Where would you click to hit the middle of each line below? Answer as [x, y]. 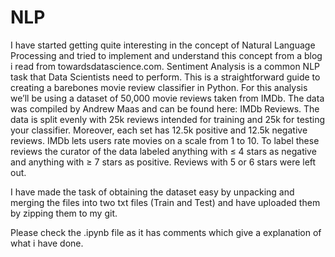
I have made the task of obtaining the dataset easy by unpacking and [152, 192]
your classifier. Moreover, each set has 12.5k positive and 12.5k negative [159, 130]
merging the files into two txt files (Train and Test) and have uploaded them [165, 202]
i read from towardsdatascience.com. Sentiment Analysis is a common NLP [165, 66]
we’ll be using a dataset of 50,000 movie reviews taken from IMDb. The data [167, 98]
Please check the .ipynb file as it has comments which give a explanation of [166, 232]
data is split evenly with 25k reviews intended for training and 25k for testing [168, 119]
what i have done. [47, 243]
